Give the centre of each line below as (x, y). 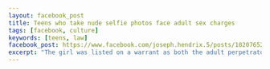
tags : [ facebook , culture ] (53, 30)
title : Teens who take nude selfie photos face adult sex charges (122, 23)
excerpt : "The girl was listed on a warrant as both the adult (117, 52)
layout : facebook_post (46, 15)
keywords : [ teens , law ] (48, 38)
